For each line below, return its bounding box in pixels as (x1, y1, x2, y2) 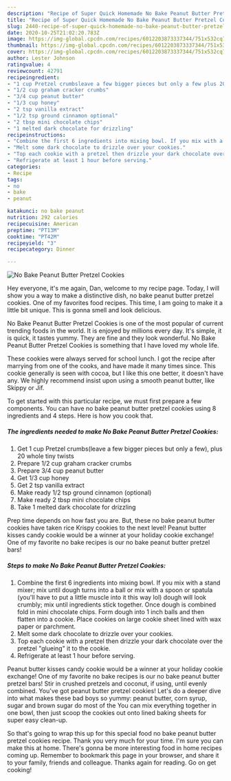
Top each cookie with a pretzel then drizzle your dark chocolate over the (16, 637, 223, 646)
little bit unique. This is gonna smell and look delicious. (7, 306, 162, 315)
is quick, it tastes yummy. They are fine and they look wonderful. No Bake (7, 334, 216, 342)
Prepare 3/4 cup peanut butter (16, 466, 104, 475)
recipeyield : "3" (7, 240, 57, 247)
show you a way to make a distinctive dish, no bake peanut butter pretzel (7, 291, 214, 299)
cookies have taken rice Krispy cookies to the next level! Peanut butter (7, 523, 207, 532)
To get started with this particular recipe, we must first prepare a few (7, 397, 202, 405)
